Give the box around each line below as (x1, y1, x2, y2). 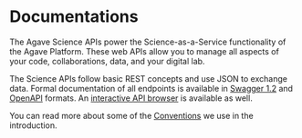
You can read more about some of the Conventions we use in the (9, 110, 254, 121)
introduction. (9, 120, 57, 131)
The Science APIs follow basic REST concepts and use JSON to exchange (9, 73, 287, 84)
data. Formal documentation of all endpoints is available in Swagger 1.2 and (9, 83, 294, 94)
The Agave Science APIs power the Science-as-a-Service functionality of (9, 36, 286, 47)
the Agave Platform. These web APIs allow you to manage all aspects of (9, 45, 280, 56)
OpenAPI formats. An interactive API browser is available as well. (9, 93, 253, 103)
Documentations (9, 6, 139, 27)
